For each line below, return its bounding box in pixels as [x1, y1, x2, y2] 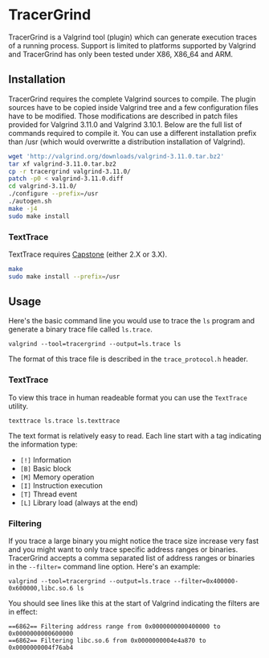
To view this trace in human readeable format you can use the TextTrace [8, 393, 247, 402]
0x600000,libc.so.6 [8, 585, 74, 593]
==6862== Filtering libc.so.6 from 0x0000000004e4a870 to [8, 637, 206, 645]
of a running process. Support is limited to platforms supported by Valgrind [8, 40, 257, 50]
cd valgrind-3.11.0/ [8, 183, 78, 191]
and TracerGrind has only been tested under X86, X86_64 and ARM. [8, 49, 234, 59]
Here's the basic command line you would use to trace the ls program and [8, 316, 255, 326]
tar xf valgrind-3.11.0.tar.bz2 [8, 159, 116, 168]
